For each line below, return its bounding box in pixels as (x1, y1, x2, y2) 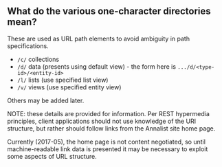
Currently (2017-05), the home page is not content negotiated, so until (7, 137, 206, 146)
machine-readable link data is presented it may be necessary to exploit (7, 144, 208, 153)
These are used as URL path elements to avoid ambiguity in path (7, 34, 190, 43)
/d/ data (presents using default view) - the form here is (16, 62, 177, 71)
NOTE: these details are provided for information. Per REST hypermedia (7, 109, 210, 118)
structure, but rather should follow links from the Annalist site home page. (7, 124, 216, 133)
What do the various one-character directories (7, 5, 211, 17)
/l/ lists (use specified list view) (16, 76, 109, 84)
